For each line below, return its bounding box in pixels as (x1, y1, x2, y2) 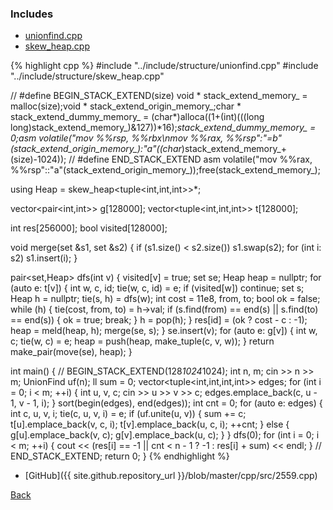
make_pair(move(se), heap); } (10, 346, 133, 358)
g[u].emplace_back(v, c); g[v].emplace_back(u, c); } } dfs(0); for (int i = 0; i (10, 429, 320, 441)
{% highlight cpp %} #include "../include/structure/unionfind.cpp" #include (10, 60, 319, 72)
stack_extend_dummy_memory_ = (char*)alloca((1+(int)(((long (10, 111, 265, 123)
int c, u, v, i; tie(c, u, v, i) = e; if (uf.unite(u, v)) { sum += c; (10, 408, 247, 420)
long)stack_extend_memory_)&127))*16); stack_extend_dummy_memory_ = (10, 122, 317, 134)
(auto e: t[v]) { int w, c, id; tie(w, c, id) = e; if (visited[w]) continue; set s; (10, 282, 305, 294)
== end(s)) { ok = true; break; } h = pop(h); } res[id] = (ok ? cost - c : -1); (10, 314, 308, 326)
